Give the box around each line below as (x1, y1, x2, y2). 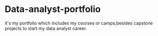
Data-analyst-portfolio (5, 3, 101, 15)
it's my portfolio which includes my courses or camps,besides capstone (5, 20, 153, 26)
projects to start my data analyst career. (5, 25, 87, 31)
